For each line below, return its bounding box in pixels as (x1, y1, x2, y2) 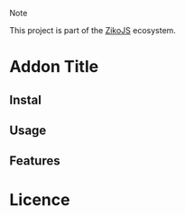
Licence (9, 189, 70, 210)
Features (9, 153, 60, 169)
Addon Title (9, 57, 99, 77)
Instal (9, 92, 42, 107)
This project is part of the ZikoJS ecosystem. (9, 25, 176, 35)
